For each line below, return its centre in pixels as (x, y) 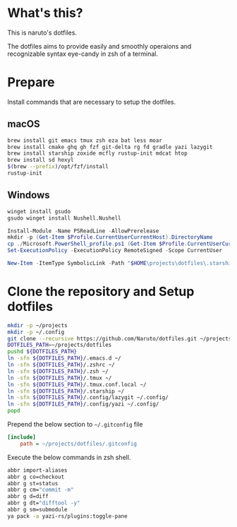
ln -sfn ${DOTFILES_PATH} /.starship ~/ (66, 391)
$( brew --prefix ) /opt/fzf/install (58, 167)
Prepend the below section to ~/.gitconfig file (75, 425)
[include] (22, 437)
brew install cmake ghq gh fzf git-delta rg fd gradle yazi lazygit (110, 147)
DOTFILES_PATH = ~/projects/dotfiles (60, 345)
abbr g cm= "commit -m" (41, 490)
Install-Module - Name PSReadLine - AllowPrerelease (83, 231)
